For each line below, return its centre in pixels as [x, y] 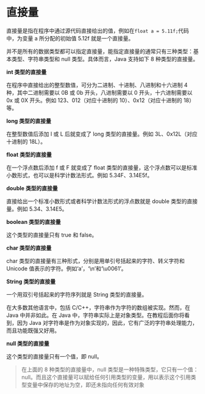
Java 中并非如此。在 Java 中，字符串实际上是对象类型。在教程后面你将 [95, 315]
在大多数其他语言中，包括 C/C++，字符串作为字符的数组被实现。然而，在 [98, 307]
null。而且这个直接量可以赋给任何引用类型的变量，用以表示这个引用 [106, 377]
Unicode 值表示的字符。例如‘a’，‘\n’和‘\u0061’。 [67, 268]
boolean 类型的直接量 [34, 221]
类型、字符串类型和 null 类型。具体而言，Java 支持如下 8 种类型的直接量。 [105, 59]
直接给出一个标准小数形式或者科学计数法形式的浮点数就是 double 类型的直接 [102, 201]
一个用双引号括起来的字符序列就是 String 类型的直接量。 [77, 294]
